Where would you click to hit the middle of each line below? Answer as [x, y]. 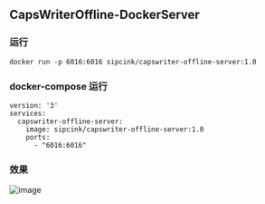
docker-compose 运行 [58, 86]
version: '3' [34, 105]
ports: [38, 137]
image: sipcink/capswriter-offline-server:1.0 [115, 129]
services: [28, 113]
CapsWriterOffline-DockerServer [105, 15]
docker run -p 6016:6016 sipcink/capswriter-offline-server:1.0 [133, 62]
